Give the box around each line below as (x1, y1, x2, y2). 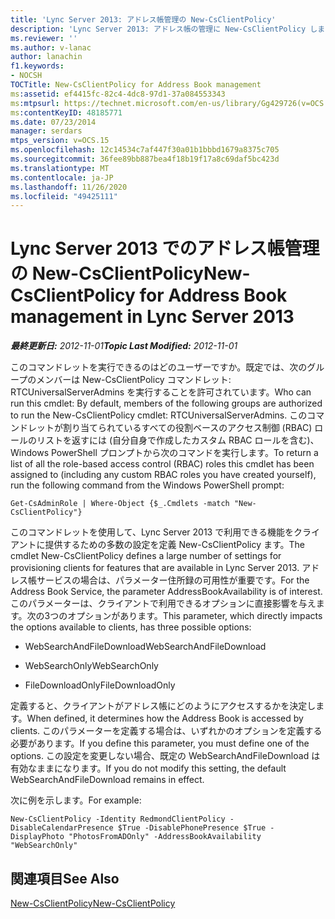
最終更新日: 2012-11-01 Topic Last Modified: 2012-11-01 (10, 340, 238, 352)
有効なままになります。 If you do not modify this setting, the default (10, 762, 287, 775)
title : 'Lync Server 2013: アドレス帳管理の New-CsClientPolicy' (10, 14, 277, 25)
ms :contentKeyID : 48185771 (10, 107, 123, 118)
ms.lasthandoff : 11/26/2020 (10, 182, 128, 192)
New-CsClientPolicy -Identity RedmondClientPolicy (10, 814, 226, 825)
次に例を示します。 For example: (10, 794, 142, 806)
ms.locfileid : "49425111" (10, 191, 118, 201)
